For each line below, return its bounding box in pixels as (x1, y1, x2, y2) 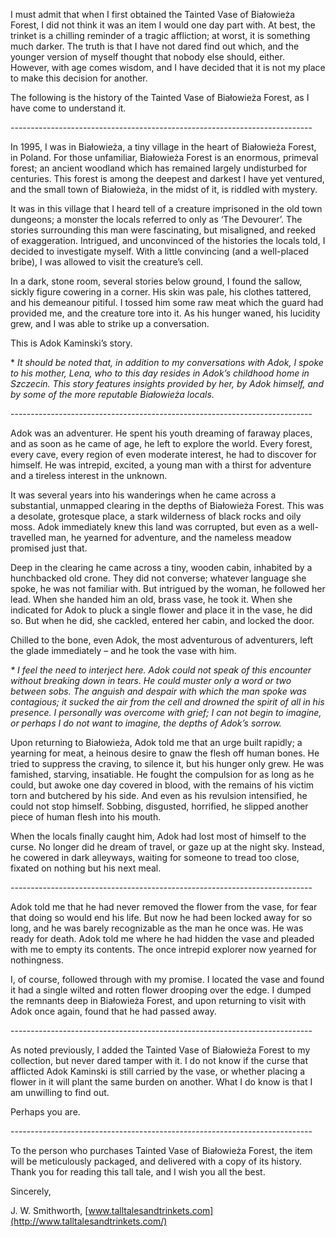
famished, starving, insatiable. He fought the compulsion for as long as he (10, 769, 315, 780)
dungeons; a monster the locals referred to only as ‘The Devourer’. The (10, 214, 303, 225)
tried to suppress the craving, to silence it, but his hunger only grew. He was (10, 758, 325, 769)
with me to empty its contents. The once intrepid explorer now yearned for (10, 944, 317, 955)
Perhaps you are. (10, 1106, 81, 1118)
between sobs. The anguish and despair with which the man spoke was (10, 685, 307, 697)
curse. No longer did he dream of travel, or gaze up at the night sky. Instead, (10, 841, 325, 853)
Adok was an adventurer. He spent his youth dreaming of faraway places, (10, 427, 313, 439)
